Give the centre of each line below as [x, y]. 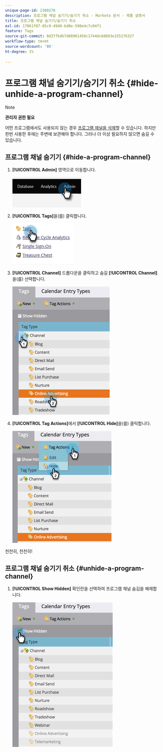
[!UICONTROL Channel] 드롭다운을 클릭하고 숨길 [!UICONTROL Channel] [85, 273]
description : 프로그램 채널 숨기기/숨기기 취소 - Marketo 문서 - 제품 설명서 [75, 15]
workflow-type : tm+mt [27, 42]
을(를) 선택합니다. [29, 279]
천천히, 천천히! [19, 551]
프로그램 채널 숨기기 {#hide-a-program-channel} [78, 157]
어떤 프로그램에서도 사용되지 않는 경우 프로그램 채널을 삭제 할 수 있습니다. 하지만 [81, 128]
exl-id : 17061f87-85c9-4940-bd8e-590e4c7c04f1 [53, 26]
